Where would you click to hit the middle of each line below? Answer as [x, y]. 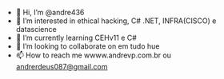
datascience [36, 29]
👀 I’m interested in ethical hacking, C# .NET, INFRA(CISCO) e [116, 21]
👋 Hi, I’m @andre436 [50, 12]
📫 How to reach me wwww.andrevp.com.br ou [94, 55]
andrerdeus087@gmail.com [62, 67]
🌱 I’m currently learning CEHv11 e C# [76, 38]
